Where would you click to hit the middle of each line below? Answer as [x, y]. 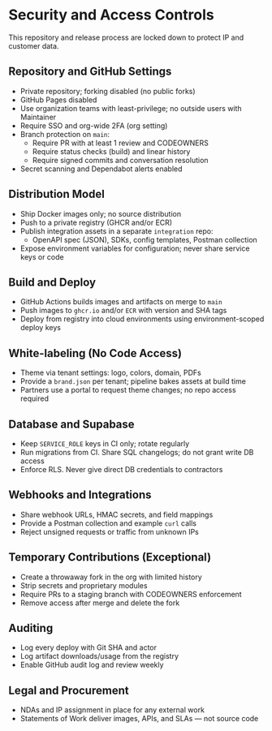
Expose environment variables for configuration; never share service [135, 248]
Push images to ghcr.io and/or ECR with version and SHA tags [123, 311]
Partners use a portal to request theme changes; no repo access [128, 390]
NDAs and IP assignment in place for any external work [112, 710]
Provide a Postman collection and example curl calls [108, 523]
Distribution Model [57, 194]
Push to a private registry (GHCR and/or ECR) [96, 222]
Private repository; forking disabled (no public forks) [108, 91]
